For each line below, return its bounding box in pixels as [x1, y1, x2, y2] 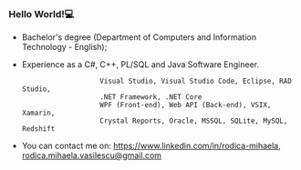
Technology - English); [21, 42, 108, 53]
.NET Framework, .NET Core [99, 93, 202, 102]
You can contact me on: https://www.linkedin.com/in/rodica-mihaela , [21, 140, 281, 152]
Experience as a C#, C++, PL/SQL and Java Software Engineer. [21, 59, 260, 70]
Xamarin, [21, 108, 56, 118]
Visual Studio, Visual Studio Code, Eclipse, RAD [99, 76, 293, 86]
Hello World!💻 [8, 7, 75, 20]
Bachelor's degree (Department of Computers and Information [21, 32, 257, 43]
